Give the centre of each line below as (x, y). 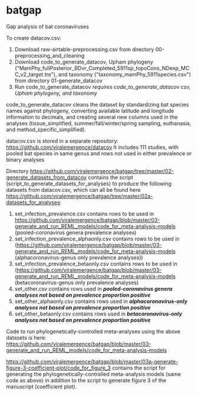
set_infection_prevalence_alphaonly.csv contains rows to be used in (97, 238)
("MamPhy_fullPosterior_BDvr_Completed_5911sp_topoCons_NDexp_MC (102, 68)
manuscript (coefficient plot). (42, 387)
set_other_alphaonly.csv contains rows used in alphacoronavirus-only (101, 301)
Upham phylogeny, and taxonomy (56, 93)
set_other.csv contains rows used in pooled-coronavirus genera (93, 288)
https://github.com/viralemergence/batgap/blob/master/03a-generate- (92, 361)
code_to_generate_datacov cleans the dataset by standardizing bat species (98, 104)
